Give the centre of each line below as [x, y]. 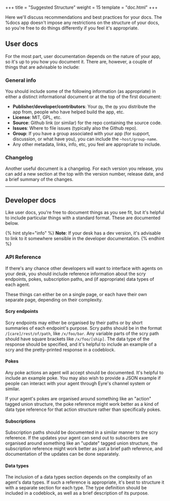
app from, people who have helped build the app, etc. [69, 112]
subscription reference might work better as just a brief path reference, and [84, 449]
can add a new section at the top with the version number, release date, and [84, 174]
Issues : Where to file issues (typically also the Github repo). [75, 128]
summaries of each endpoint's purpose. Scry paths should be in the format [83, 328]
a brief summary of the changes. [39, 180]
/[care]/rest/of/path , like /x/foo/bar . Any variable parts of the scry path [82, 333]
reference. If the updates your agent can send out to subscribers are [77, 438]
